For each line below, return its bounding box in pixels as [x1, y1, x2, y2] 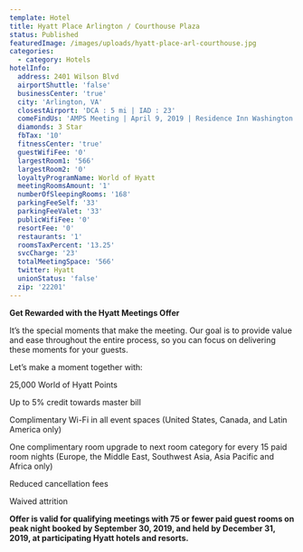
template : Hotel [9, 13, 71, 23]
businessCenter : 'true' [17, 89, 107, 98]
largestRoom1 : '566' [17, 156, 95, 166]
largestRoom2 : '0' [17, 165, 88, 174]
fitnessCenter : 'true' [17, 139, 103, 148]
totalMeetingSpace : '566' [17, 257, 116, 267]
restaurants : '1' [17, 232, 83, 241]
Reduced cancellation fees [9, 478, 109, 489]
